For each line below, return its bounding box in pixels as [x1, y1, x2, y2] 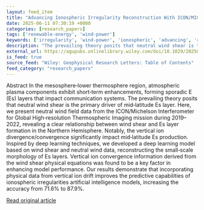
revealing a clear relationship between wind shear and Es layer [22, 121, 179, 128]
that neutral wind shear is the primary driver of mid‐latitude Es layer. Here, [6, 101, 191, 109]
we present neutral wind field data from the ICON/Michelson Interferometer [6, 107, 195, 115]
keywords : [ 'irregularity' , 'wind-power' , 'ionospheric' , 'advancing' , [6, 37, 191, 43]
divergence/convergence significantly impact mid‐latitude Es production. [6, 134, 189, 141]
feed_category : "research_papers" [6, 65, 94, 72]
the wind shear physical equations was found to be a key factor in [6, 159, 171, 167]
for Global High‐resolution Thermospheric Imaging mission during [6, 114, 171, 121]
